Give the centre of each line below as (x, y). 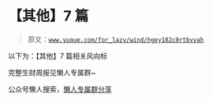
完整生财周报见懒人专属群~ (52, 72)
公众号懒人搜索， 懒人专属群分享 (60, 89)
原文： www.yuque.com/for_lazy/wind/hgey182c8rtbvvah (115, 39)
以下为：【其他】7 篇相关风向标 (58, 56)
